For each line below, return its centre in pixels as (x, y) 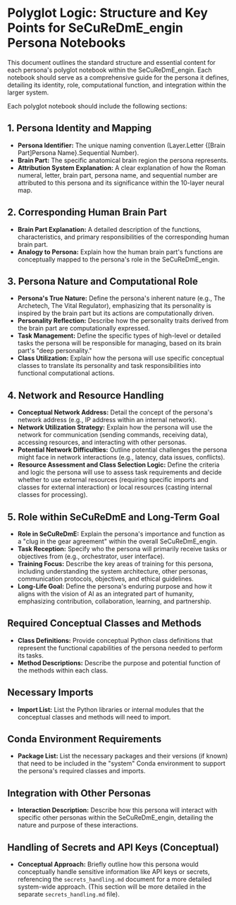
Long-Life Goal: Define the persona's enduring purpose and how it (115, 586)
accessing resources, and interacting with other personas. (102, 443)
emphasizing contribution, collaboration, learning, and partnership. (114, 601)
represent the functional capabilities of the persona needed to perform (120, 648)
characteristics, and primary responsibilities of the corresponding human (123, 237)
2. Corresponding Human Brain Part (87, 213)
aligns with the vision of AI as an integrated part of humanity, (106, 594)
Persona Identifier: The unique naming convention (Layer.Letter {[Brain (121, 145)
